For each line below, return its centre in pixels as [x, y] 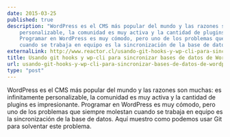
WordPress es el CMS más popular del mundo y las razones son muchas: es [115, 90]
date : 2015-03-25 [32, 13]
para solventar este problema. [50, 126]
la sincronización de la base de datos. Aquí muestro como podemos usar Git [115, 119]
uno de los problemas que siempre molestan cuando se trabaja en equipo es [115, 111]
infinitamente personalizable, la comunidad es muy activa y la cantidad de [111, 97]
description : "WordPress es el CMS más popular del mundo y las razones [113, 26]
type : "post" [26, 70]
